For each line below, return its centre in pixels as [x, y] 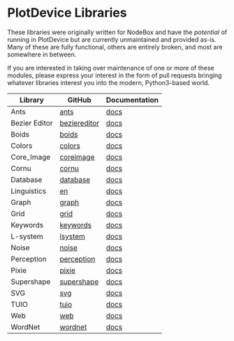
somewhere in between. [42, 54]
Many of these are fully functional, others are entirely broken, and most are [115, 47]
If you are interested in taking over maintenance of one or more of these [111, 68]
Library [32, 100]
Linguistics [29, 191]
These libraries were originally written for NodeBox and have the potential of [117, 32]
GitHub [80, 100]
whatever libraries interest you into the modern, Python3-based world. [109, 82]
